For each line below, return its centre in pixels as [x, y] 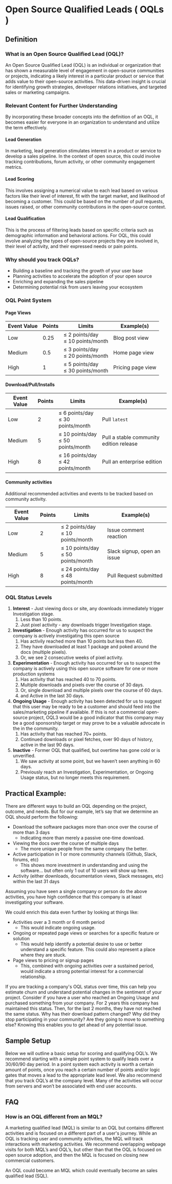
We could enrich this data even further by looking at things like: [72, 912]
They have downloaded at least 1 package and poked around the [89, 646]
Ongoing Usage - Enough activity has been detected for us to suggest [87, 701]
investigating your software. [35, 902]
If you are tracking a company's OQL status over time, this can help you [81, 986]
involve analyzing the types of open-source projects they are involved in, [82, 241]
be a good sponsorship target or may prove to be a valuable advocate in [89, 723]
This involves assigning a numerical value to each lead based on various [82, 190]
